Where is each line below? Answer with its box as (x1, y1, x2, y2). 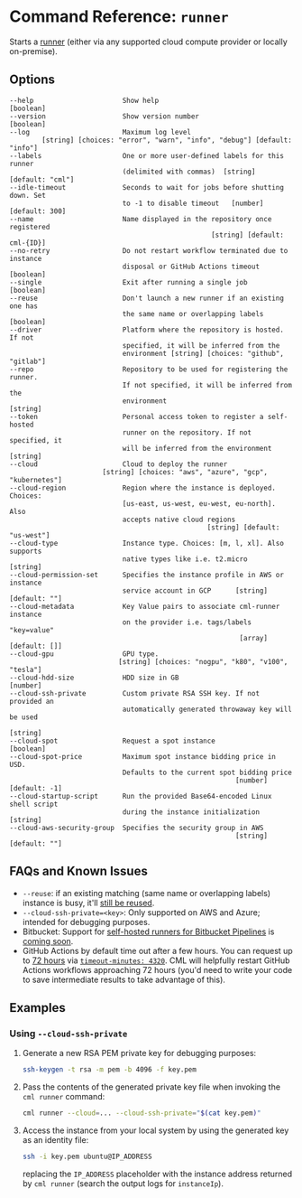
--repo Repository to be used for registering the (9, 364, 288, 374)
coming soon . (22, 935, 74, 946)
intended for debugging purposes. (22, 916, 151, 927)
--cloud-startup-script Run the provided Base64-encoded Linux (9, 791, 272, 800)
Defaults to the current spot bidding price (122, 768, 293, 777)
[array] (239, 633, 269, 642)
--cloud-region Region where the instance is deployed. (9, 483, 277, 492)
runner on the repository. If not (122, 427, 252, 437)
